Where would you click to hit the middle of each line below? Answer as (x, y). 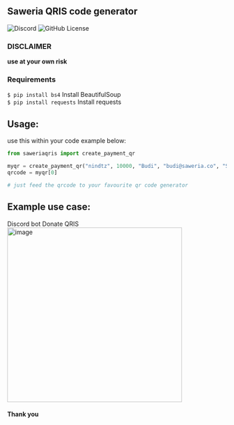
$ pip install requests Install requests (64, 102)
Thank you (23, 415)
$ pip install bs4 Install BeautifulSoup (64, 95)
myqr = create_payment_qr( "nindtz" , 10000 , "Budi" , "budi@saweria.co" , (113, 167)
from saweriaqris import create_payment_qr (71, 154)
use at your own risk (37, 61)
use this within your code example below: (67, 141)
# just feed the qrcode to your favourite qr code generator (98, 185)
